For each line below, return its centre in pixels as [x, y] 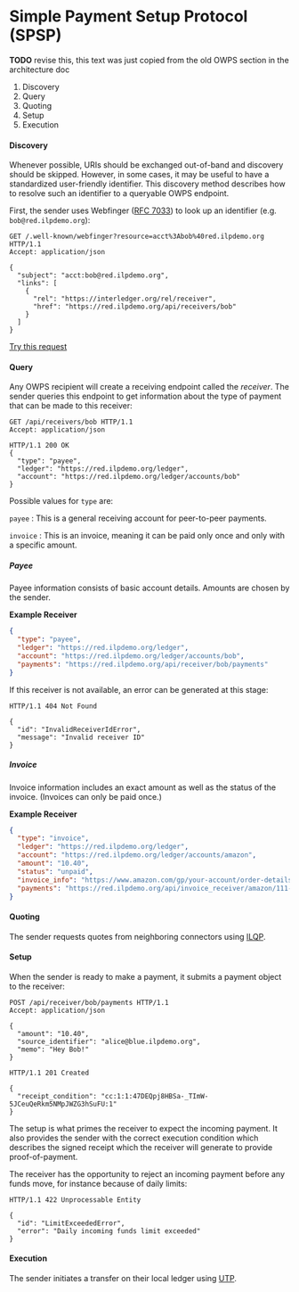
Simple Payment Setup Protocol [129, 16]
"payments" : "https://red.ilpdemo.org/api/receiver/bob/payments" [143, 664]
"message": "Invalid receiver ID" [81, 737]
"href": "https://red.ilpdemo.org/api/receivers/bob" [135, 307]
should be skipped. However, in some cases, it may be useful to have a [139, 175]
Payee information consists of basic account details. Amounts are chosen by [149, 588]
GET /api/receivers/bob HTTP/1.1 [71, 422]
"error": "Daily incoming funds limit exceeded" [109, 1231]
